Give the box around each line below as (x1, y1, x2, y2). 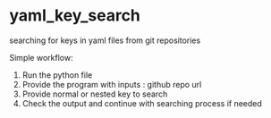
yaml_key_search (9, 5, 141, 26)
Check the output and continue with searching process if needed (21, 97, 262, 108)
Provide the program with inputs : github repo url (21, 79, 202, 89)
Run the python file (21, 69, 93, 80)
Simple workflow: (9, 52, 73, 63)
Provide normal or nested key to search (21, 88, 168, 99)
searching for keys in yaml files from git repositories (9, 35, 201, 46)
